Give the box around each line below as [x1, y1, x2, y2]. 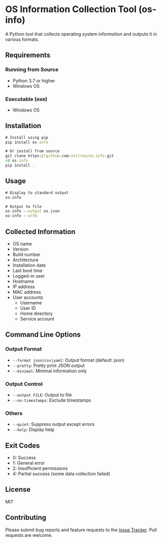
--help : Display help [12, 426, 55, 432]
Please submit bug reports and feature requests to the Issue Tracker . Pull [5, 526, 157, 533]
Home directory [20, 310, 53, 316]
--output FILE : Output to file [12, 392, 72, 398]
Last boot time [12, 267, 43, 274]
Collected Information [5, 227, 76, 236]
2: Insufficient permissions [12, 465, 68, 471]
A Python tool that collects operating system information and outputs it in [5, 31, 157, 37]
